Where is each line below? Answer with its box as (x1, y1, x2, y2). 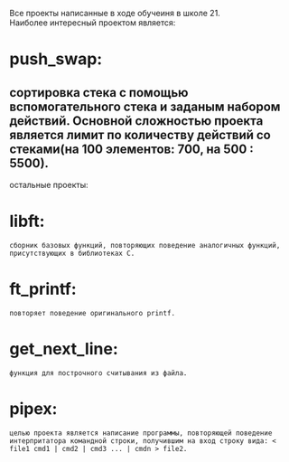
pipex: (9, 399, 58, 419)
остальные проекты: (9, 180, 89, 190)
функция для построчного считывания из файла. (9, 368, 188, 378)
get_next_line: (9, 339, 119, 360)
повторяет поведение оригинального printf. (9, 308, 176, 317)
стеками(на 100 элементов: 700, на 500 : (9, 141, 255, 156)
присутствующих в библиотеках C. (9, 249, 135, 258)
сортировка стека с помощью (9, 85, 189, 100)
